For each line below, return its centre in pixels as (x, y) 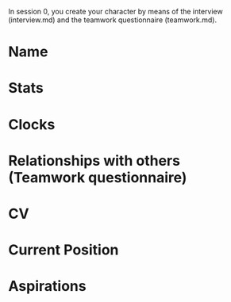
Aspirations (47, 287)
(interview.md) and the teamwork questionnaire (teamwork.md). (112, 20)
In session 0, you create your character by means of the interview (116, 11)
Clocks (32, 124)
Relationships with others (94, 161)
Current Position (64, 250)
